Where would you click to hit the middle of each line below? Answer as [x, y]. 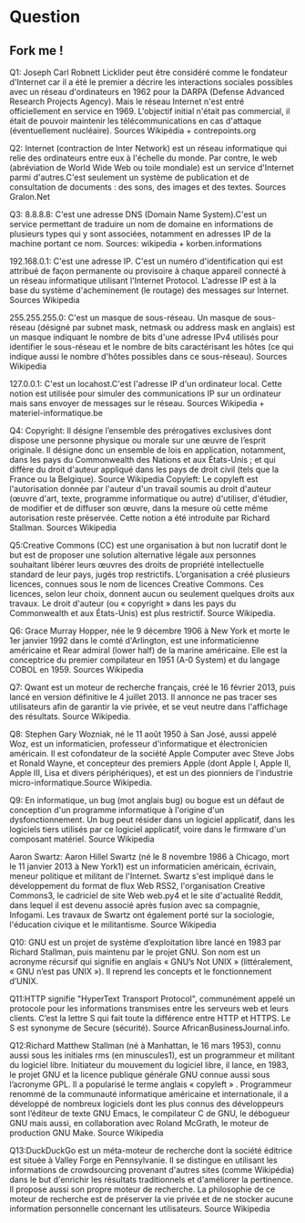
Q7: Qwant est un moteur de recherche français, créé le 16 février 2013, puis [152, 687]
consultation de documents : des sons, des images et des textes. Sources [148, 187]
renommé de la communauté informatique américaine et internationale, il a [149, 1094]
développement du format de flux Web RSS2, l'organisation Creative [137, 886]
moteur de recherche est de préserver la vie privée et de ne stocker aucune [152, 1199]
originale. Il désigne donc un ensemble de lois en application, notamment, [148, 450]
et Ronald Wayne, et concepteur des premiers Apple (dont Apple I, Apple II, [150, 763]
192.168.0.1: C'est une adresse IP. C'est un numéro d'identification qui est [147, 261]
